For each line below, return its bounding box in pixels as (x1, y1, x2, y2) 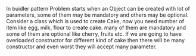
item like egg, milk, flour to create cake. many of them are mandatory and (6, 24, 186, 31)
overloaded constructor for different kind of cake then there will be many (6, 37, 185, 43)
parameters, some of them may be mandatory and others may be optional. (6, 11, 189, 18)
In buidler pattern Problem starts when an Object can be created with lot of (6, 5, 191, 12)
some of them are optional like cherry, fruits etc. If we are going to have (6, 30, 182, 38)
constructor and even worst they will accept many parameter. (6, 43, 157, 50)
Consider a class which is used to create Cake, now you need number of (6, 18, 185, 24)
